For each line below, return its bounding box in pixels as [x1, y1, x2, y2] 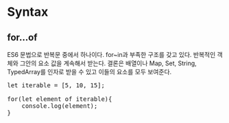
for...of [7, 32, 38, 43]
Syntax [7, 4, 49, 20]
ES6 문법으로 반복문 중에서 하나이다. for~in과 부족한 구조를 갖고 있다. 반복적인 [7, 51, 216, 58]
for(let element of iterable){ [7, 96, 112, 103]
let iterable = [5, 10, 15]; [7, 82, 105, 89]
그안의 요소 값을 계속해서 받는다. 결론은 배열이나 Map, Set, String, [19, 59, 197, 67]
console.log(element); [21, 102, 98, 110]
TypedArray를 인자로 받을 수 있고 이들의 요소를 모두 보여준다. [7, 68, 172, 76]
